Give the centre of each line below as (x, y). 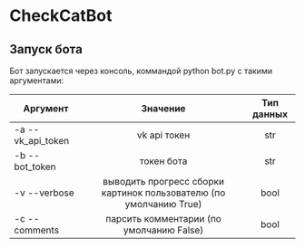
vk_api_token (42, 141)
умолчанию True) (163, 204)
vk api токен (163, 135)
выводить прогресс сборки (164, 181)
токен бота (163, 161)
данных (271, 114)
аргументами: (37, 81)
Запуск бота (46, 49)
